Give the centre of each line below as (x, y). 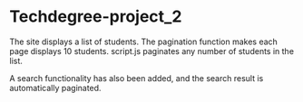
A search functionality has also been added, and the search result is (137, 78)
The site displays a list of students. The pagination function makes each (144, 42)
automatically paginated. (55, 88)
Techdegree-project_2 (96, 17)
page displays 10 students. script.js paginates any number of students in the (152, 51)
